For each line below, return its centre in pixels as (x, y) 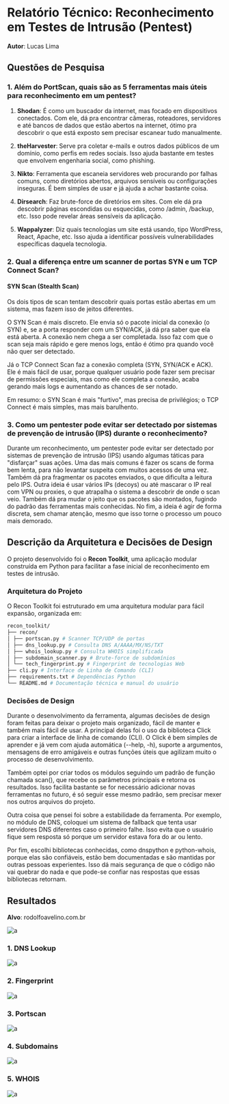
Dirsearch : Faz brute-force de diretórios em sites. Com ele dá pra (109, 201)
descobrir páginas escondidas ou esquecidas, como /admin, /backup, (115, 209)
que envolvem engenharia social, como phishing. (86, 160)
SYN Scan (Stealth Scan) (43, 286)
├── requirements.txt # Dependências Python (71, 677)
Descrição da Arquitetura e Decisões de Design (110, 542)
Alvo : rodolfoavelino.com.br (46, 917)
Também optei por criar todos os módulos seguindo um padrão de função (111, 773)
